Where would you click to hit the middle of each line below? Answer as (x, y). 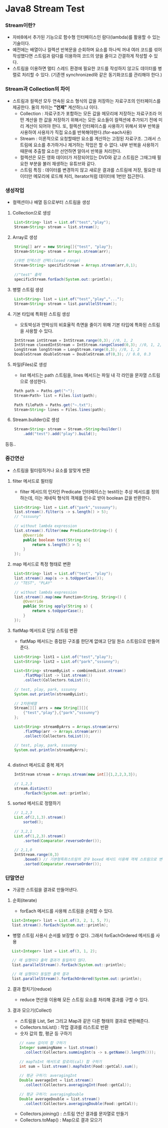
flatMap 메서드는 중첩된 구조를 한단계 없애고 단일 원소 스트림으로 (83, 641)
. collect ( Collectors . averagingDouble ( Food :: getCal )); (81, 1103)
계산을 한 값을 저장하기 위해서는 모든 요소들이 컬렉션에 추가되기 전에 (91, 120)
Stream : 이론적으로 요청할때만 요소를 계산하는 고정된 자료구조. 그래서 (88, 138)
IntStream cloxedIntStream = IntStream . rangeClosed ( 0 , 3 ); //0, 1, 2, (88, 345)
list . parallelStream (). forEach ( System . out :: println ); (69, 965)
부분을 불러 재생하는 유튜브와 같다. (63, 163)
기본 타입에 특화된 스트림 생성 (41, 314)
